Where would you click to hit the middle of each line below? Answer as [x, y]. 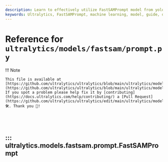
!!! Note [13, 70]
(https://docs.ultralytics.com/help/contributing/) [60, 97]
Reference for [34, 39]
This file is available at [33, 80]
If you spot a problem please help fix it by [53, 93]
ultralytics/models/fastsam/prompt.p [84, 49]
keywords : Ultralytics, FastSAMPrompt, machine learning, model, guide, [82, 14]
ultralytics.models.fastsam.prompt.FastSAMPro [82, 145]
